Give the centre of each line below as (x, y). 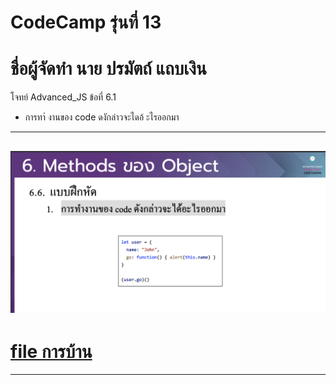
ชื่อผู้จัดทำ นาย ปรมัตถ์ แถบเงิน (108, 68)
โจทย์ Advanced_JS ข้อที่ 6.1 (63, 97)
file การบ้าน (51, 351)
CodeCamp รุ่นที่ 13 (86, 22)
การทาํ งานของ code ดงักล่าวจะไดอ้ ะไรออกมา (102, 117)
